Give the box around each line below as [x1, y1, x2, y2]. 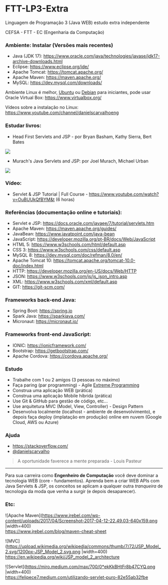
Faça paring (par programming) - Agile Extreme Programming [12, 382, 139, 388]
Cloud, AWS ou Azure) [12, 419, 59, 425]
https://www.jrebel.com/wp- [42, 512, 101, 518]
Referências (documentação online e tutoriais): [5, 208, 122, 215]
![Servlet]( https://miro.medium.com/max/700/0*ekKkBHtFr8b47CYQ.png [5, 563, 155, 569]
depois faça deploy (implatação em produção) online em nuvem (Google [12, 414, 162, 420]
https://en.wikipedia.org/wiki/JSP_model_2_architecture [5, 553, 120, 560]
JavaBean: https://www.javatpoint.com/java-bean [12, 231, 115, 237]
